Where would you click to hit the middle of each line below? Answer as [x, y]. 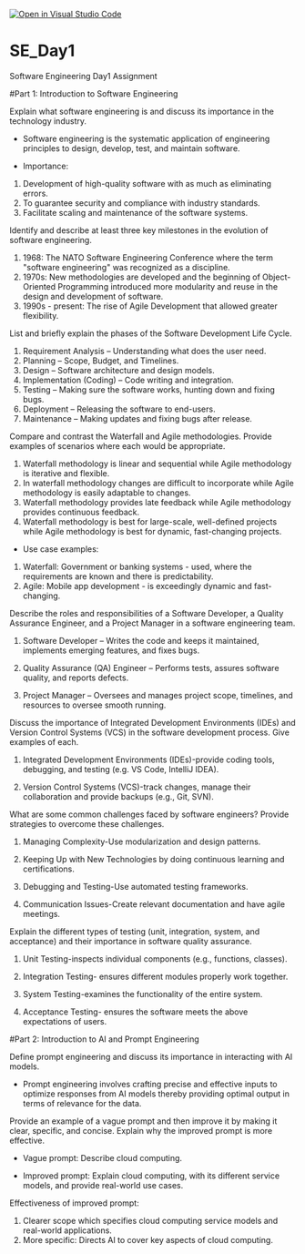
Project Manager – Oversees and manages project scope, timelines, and [158, 695]
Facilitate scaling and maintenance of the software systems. [135, 212]
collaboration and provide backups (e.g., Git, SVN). [118, 796]
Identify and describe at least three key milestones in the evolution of [139, 230]
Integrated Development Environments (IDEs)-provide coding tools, [148, 760]
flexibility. [41, 315]
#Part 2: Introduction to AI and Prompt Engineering [105, 1039]
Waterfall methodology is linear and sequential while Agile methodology [157, 464]
